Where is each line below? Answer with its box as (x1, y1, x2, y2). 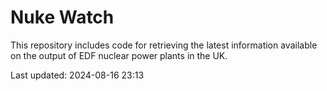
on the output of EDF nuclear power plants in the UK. (10, 49, 228, 61)
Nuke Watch (10, 6, 115, 29)
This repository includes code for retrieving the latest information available (10, 39, 318, 51)
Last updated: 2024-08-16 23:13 (10, 69, 145, 81)
